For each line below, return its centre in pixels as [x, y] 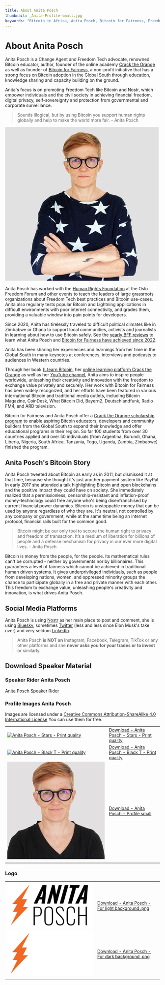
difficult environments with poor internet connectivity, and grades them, [78, 309]
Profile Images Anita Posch [38, 704]
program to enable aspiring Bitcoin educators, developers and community [80, 421]
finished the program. [27, 447]
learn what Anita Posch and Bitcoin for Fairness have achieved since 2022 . [81, 340]
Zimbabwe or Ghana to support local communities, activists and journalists [81, 330]
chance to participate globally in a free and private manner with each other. [81, 583]
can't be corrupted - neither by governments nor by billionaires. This [74, 561]
